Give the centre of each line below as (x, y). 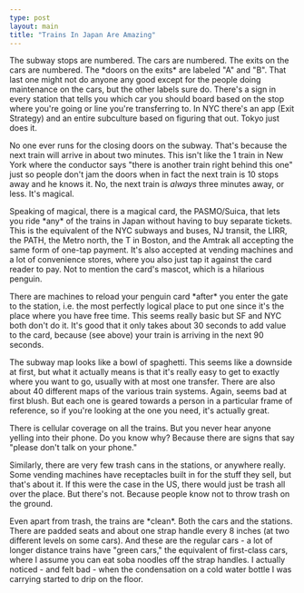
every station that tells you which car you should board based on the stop (147, 99)
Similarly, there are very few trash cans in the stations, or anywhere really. (147, 465)
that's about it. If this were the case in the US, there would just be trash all (147, 484)
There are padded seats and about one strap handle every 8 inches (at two (150, 531)
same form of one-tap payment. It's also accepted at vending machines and (151, 250)
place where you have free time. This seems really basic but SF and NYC (146, 316)
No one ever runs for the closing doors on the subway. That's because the (148, 145)
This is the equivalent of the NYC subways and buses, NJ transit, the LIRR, (148, 231)
